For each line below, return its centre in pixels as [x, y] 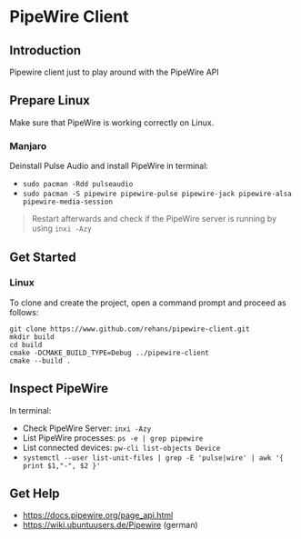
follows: [24, 312]
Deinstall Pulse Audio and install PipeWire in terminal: [109, 166]
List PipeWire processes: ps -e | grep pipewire [113, 437]
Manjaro [28, 145]
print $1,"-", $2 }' [61, 465]
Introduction [45, 50]
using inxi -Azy [62, 228]
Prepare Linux [50, 100]
